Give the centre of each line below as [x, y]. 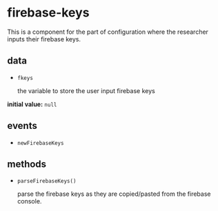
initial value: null [32, 104]
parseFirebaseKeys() [47, 181]
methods [27, 164]
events [22, 126]
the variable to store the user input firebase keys [86, 90]
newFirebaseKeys [40, 143]
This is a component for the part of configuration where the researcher [108, 32]
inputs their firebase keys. [44, 39]
